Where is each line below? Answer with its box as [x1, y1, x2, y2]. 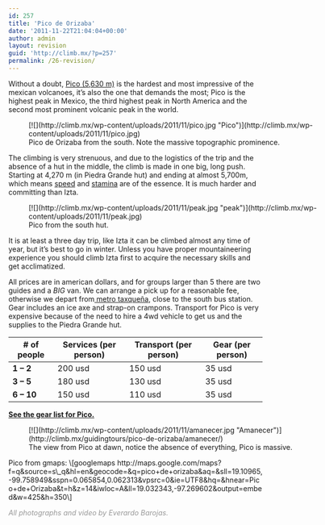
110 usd [128, 389, 161, 400]
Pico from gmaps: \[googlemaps [8, 457, 115, 468]
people [17, 348, 45, 360]
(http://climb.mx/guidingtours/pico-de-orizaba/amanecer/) [28, 433, 223, 444]
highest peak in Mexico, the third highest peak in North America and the [8, 96, 248, 106]
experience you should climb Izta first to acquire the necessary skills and [8, 252, 252, 262]
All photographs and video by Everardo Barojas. [8, 507, 169, 517]
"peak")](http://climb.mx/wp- [219, 202, 317, 212]
